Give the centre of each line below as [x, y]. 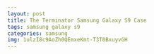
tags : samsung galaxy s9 [44, 27]
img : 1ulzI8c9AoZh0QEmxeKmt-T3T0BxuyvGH [68, 40]
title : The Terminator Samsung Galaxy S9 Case [77, 20]
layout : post [26, 14]
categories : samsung [38, 33]
